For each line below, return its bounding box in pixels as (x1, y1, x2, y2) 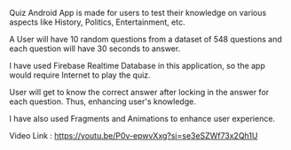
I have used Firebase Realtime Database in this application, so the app (9, 61, 266, 71)
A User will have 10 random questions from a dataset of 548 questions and (9, 34, 282, 44)
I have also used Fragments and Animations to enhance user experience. (9, 114, 276, 124)
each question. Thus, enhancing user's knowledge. (9, 96, 197, 107)
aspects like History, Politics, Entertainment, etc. (9, 17, 185, 27)
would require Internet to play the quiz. (9, 70, 151, 80)
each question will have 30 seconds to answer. (9, 43, 181, 54)
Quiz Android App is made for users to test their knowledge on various (9, 8, 267, 18)
